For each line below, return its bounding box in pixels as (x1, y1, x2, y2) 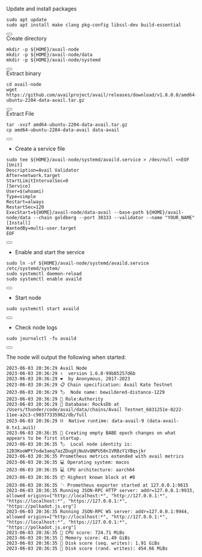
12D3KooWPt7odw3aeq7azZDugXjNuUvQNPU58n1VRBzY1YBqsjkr (6, 448, 147, 454)
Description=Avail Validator (6, 167, 79, 173)
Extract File (6, 110, 34, 117)
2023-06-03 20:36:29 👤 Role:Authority (6, 396, 103, 402)
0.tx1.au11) (6, 425, 36, 431)
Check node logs (14, 324, 58, 331)
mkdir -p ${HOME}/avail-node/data (6, 52, 93, 58)
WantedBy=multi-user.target (6, 225, 77, 231)
